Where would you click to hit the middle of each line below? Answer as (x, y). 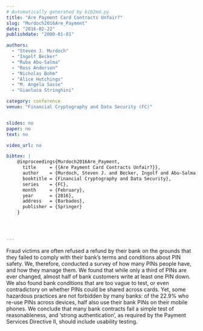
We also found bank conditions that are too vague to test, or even (88, 283)
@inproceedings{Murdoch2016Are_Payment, (69, 162)
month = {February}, (53, 190)
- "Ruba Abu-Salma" (36, 62)
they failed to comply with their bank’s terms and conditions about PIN (94, 257)
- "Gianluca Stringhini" (43, 90)
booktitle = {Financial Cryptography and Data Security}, (97, 179)
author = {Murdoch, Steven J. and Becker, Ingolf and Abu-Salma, (110, 173)
